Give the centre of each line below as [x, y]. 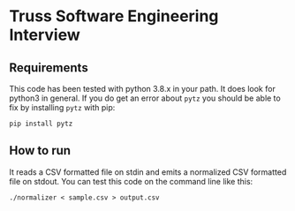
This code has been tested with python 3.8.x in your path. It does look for [142, 89]
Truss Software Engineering [114, 16]
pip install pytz [41, 124]
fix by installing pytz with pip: [62, 107]
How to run [40, 151]
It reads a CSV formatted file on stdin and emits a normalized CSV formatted [148, 172]
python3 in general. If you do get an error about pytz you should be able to [145, 98]
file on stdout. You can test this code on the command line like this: [131, 181]
